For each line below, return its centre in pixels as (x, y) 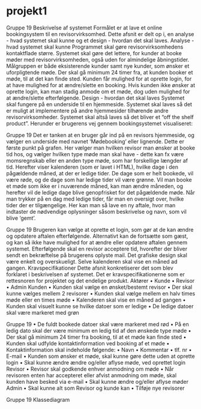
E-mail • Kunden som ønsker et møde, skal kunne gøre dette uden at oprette (100, 356)
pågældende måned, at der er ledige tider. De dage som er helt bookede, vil (100, 173)
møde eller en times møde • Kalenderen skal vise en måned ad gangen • (96, 300)
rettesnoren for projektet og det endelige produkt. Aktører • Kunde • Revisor (100, 280)
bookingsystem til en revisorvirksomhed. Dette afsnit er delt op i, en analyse (100, 34)
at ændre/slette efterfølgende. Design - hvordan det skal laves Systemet (95, 98)
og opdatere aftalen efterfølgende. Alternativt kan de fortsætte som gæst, (97, 236)
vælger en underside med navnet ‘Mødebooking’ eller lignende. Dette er (95, 141)
